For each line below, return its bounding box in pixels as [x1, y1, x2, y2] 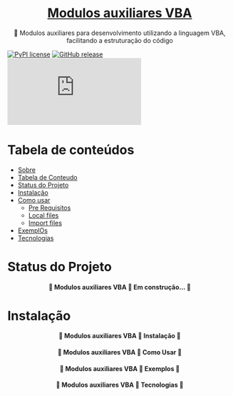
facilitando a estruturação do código [66, 36, 173, 44]
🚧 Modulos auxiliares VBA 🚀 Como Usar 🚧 [57, 348, 182, 357]
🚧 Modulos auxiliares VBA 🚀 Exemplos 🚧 [59, 364, 180, 372]
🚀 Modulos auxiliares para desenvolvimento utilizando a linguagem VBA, [14, 29, 226, 37]
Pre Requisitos [28, 203, 71, 212]
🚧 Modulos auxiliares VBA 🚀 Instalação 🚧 [58, 332, 181, 340]
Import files [28, 218, 63, 227]
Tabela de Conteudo [17, 173, 78, 181]
